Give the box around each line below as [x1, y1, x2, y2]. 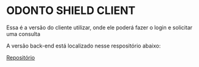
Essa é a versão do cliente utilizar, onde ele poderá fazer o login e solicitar [6, 24, 193, 31]
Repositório [6, 54, 35, 61]
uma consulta [6, 30, 41, 37]
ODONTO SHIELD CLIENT [6, 4, 136, 18]
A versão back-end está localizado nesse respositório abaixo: [6, 42, 161, 49]
